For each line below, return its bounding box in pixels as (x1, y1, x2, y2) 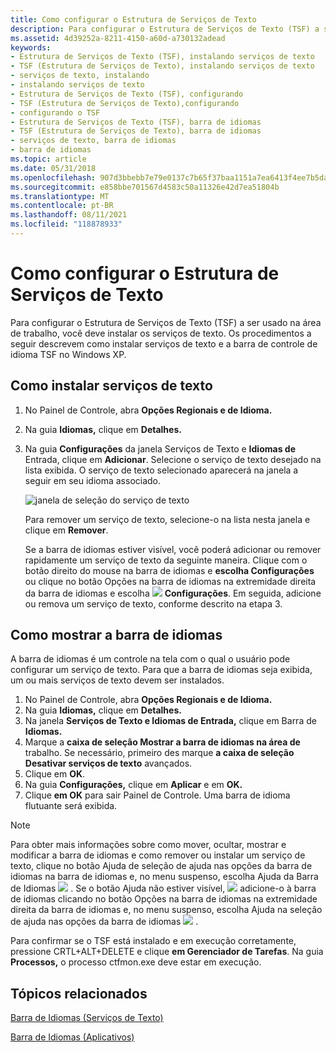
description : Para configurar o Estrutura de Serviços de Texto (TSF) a (10, 24, 320, 34)
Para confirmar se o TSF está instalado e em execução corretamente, (10, 935, 297, 947)
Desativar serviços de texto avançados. (24, 757, 193, 770)
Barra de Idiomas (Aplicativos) (10, 1031, 135, 1043)
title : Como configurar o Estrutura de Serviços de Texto (10, 14, 257, 25)
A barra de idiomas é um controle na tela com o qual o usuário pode (10, 653, 291, 665)
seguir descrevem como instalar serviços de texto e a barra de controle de (10, 337, 318, 350)
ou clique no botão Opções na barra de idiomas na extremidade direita (24, 575, 317, 587)
